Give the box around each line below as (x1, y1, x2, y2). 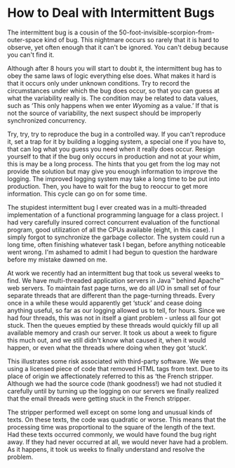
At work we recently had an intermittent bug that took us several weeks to (7, 269, 221, 277)
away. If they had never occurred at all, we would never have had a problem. (7, 437, 228, 446)
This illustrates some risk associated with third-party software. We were (7, 356, 215, 366)
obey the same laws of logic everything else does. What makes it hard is (7, 72, 217, 80)
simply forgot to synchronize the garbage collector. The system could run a (7, 233, 225, 241)
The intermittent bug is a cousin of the (7, 28, 118, 36)
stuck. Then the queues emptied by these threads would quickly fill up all (7, 321, 219, 329)
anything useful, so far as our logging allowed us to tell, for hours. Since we (7, 306, 226, 314)
